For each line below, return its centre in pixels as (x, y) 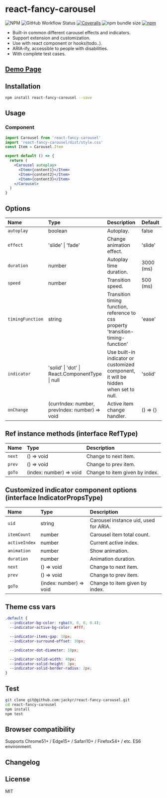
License (18, 779)
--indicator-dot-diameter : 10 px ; (44, 650)
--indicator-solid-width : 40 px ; (43, 659)
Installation (23, 86)
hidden (115, 383)
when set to (121, 390)
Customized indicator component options (71, 490)
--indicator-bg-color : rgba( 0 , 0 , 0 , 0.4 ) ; (55, 623)
